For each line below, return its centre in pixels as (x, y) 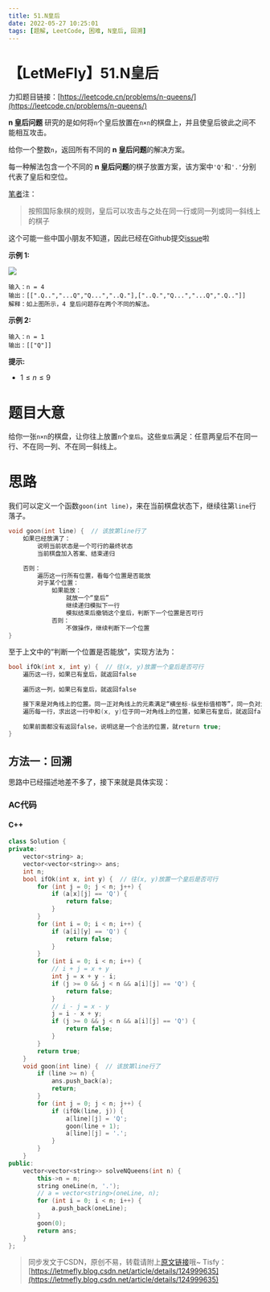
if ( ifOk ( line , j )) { (88, 1111)
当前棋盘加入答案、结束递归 (76, 553)
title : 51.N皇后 (34, 16)
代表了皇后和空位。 (40, 177)
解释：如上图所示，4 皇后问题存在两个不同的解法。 (81, 304)
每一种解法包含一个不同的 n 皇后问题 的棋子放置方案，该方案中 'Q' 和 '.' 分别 (132, 167)
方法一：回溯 (40, 761)
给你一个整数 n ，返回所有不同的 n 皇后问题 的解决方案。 (99, 150)
